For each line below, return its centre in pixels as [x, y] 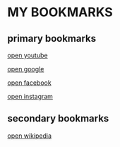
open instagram [30, 96]
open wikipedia [29, 136]
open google [26, 69]
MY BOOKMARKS [60, 12]
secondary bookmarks [58, 118]
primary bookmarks [52, 39]
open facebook [29, 83]
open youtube [28, 55]
